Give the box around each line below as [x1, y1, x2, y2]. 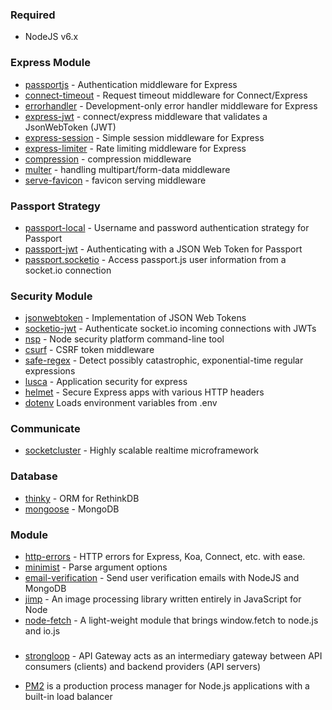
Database [10, 469, 58, 483]
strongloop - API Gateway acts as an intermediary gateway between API [24, 650, 323, 662]
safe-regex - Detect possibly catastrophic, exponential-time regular [24, 354, 304, 367]
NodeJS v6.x [24, 31, 79, 43]
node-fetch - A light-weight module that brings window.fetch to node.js [24, 614, 319, 627]
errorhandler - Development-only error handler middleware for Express [24, 99, 318, 112]
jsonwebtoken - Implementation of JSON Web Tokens [24, 312, 247, 324]
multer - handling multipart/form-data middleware [24, 163, 231, 175]
